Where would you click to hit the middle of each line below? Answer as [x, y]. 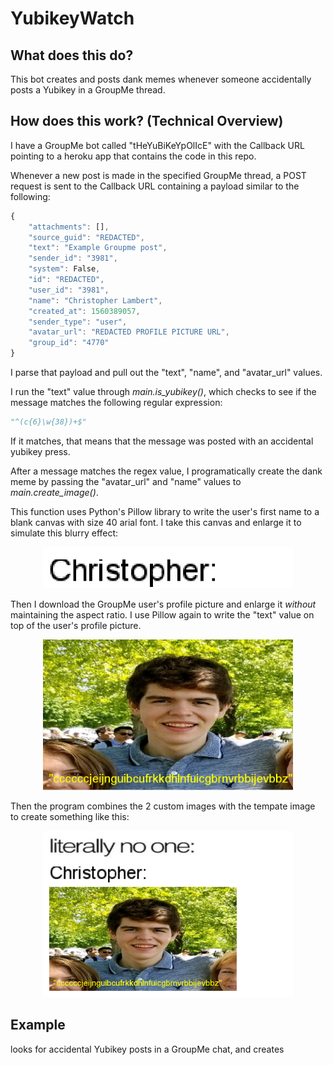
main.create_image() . [54, 492]
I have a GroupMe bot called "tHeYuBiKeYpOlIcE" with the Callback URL [157, 145]
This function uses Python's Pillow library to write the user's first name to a [165, 511]
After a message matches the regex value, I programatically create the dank [166, 471]
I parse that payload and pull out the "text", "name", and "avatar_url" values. [166, 373]
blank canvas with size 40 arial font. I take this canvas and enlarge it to [156, 522]
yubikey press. [40, 451]
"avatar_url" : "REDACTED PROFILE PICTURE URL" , [129, 332]
